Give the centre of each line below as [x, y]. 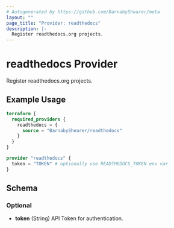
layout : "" [20, 17]
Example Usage [36, 100]
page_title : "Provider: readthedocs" [54, 23]
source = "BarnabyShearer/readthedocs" [72, 130]
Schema [22, 188]
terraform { [21, 113]
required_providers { [39, 119]
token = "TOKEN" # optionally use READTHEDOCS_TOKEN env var [90, 163]
